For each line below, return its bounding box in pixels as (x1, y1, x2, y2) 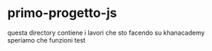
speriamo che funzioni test (7, 35, 86, 44)
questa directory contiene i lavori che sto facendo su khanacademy (7, 28, 205, 37)
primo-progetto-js (7, 5, 117, 21)
